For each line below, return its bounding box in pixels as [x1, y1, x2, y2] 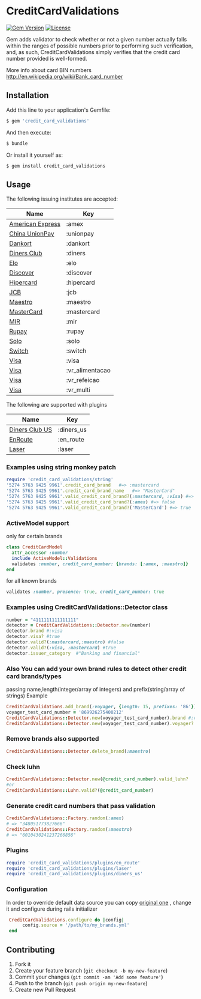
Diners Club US [9, 425, 53, 434]
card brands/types [6, 672, 62, 680]
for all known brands [6, 577, 57, 585]
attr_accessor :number [11, 550, 68, 556]
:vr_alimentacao [66, 366, 111, 375]
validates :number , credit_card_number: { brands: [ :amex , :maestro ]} [11, 560, 188, 567]
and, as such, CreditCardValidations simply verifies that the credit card [6, 48, 181, 55]
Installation [6, 90, 49, 100]
